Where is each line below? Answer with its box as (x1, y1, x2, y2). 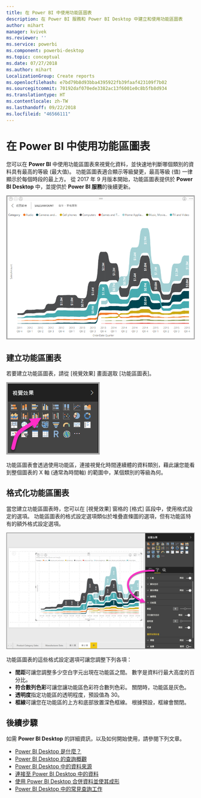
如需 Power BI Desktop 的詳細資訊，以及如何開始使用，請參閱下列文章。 (6, 735, 185, 742)
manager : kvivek (6, 29, 47, 35)
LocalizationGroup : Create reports (6, 73, 95, 79)
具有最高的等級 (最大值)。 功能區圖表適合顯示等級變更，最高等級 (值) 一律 (11, 168, 193, 175)
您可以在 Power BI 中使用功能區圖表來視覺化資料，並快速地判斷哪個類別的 (6, 160, 189, 167)
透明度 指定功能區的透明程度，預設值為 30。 (14, 691, 123, 698)
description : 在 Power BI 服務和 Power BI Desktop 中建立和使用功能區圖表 (6, 16, 183, 22)
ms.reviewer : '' (6, 35, 47, 41)
